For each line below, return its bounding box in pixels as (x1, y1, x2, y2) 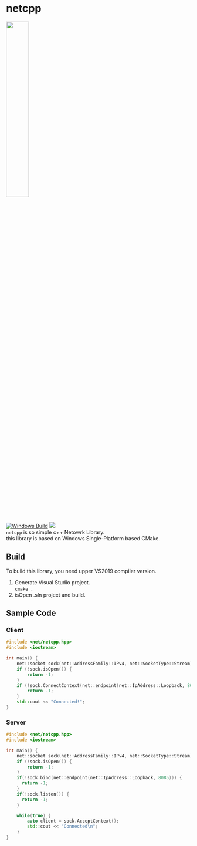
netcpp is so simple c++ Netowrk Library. (6, 529, 105, 536)
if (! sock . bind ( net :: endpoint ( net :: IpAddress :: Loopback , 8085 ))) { (16, 775, 182, 781)
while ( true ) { (16, 813, 51, 818)
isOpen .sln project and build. (14, 591, 86, 598)
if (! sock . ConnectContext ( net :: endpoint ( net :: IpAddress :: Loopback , (16, 682, 185, 688)
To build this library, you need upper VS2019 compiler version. (6, 567, 157, 574)
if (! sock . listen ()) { (16, 791, 69, 797)
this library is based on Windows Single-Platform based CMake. (6, 534, 160, 542)
